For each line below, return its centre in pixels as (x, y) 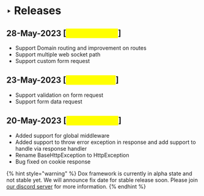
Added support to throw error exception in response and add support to (106, 142)
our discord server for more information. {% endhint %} (76, 186)
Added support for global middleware (62, 135)
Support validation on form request (59, 95)
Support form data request (49, 101)
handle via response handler (51, 148)
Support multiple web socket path (58, 55)
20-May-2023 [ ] (64, 121)
